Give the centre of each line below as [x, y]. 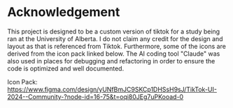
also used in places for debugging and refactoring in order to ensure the [111, 61]
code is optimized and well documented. [66, 68]
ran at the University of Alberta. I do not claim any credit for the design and [115, 38]
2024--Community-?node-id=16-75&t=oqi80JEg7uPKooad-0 [96, 97]
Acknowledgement [64, 12]
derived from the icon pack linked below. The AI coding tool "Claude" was [114, 54]
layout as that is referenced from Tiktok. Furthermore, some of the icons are [116, 46]
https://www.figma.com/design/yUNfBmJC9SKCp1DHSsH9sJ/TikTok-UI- [112, 89]
